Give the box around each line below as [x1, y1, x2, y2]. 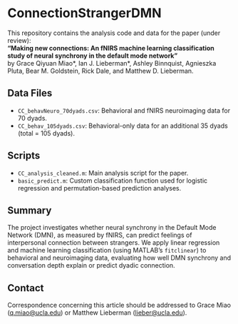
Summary [7, 204, 52, 216]
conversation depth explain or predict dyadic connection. [7, 261, 176, 270]
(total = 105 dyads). [17, 128, 75, 137]
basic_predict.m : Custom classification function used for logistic [17, 176, 208, 185]
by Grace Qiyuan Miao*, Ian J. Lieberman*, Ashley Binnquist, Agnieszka [7, 59, 217, 67]
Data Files [7, 87, 53, 99]
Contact [7, 282, 44, 294]
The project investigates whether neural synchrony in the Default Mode [7, 223, 217, 232]
